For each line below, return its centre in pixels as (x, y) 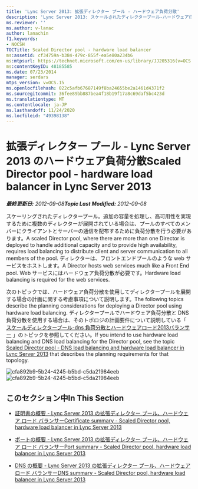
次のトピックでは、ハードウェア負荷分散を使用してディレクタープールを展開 (99, 292)
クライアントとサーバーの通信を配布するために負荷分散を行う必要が (104, 231)
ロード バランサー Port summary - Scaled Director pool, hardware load (106, 447)
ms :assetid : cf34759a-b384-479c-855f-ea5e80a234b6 (70, 55)
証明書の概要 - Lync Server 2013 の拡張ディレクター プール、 (89, 413)
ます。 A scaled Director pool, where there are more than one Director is (98, 239)
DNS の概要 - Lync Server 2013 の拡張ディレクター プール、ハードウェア (103, 465)
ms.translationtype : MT (35, 99)
